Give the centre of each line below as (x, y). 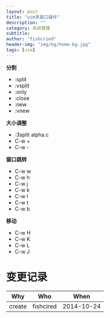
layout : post (22, 12)
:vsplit (22, 86)
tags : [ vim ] (21, 50)
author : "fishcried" (31, 39)
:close (22, 98)
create (18, 306)
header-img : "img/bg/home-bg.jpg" (49, 45)
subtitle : (18, 34)
